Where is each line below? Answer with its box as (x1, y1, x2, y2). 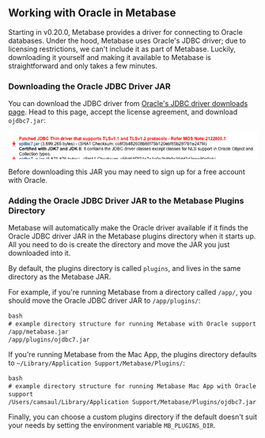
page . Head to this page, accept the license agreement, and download (8, 107, 238, 117)
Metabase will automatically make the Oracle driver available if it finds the (8, 223, 249, 232)
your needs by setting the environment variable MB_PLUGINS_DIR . (8, 420, 216, 430)
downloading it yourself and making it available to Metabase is (8, 52, 211, 62)
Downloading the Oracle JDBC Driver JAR (8, 81, 172, 92)
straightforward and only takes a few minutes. (8, 61, 158, 70)
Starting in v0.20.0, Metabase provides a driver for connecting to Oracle (8, 27, 243, 36)
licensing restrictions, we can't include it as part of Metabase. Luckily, (8, 44, 236, 54)
